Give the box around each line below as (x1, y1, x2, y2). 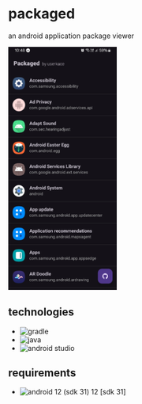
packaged (8, 5, 76, 23)
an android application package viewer (8, 31, 135, 40)
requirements (8, 366, 77, 379)
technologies (8, 306, 75, 319)
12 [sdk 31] (91, 387, 126, 397)
